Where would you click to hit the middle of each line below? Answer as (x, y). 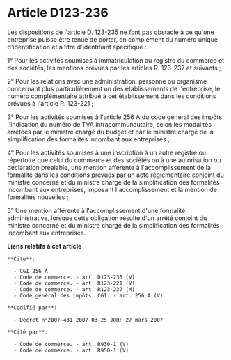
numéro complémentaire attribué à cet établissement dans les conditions (112, 96)
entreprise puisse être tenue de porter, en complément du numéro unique (112, 39)
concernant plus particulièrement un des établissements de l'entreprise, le (114, 88)
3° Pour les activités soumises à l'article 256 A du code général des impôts (115, 117)
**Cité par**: (28, 332)
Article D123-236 (58, 13)
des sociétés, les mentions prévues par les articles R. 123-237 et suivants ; (114, 68)
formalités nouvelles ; (38, 197)
